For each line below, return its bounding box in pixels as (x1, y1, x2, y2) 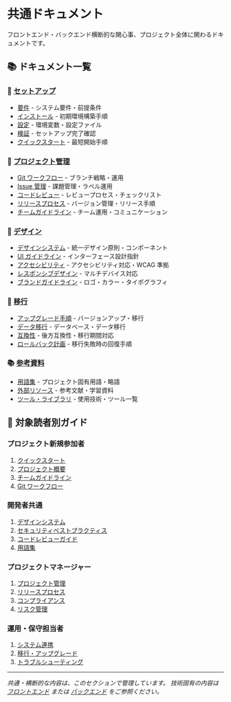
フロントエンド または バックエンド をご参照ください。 (7, 688, 163, 696)
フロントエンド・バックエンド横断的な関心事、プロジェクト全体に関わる (7, 30, 212, 39)
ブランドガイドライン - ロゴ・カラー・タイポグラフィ (16, 278, 168, 286)
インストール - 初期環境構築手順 (16, 111, 108, 120)
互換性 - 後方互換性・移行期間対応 (16, 331, 115, 339)
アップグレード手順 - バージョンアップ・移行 (16, 314, 144, 322)
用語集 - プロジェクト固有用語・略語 (16, 377, 120, 386)
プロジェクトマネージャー (7, 562, 91, 571)
